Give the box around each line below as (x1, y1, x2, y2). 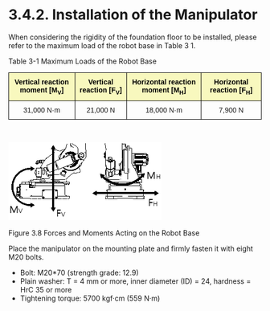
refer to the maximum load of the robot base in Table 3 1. (8, 40, 196, 50)
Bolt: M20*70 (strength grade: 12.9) (19, 268, 139, 277)
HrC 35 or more (19, 284, 72, 294)
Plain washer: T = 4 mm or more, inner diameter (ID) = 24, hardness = (19, 276, 252, 286)
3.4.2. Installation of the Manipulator (8, 6, 258, 24)
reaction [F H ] (210, 85, 253, 96)
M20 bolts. (8, 252, 44, 262)
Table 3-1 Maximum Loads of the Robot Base (8, 56, 157, 66)
